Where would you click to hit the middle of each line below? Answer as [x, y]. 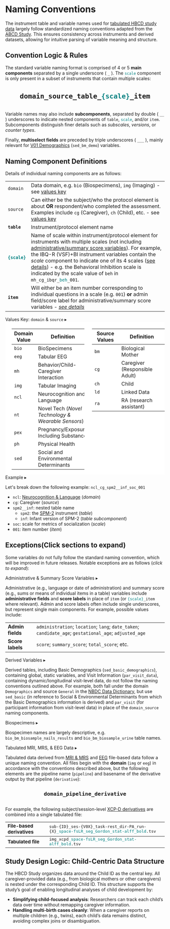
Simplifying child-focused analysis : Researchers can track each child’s [88, 899]
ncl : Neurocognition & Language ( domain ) [57, 497]
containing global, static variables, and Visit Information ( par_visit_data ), [82, 675]
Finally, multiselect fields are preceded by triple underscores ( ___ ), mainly [84, 140]
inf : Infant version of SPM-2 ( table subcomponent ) [73, 518]
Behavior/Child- [57, 365]
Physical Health [56, 444]
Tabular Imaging [57, 385]
